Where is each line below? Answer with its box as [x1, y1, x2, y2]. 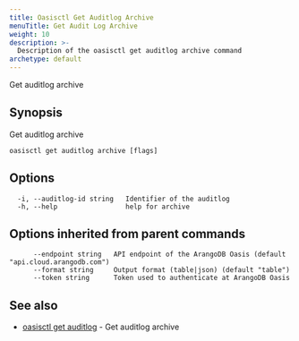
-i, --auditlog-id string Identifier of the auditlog [17, 194, 230, 203]
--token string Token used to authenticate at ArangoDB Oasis [32, 274, 291, 283]
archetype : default [9, 55, 82, 64]
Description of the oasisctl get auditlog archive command [17, 47, 243, 55]
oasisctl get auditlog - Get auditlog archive [21, 321, 180, 332]
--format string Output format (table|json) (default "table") [32, 266, 291, 275]
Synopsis [9, 105, 63, 121]
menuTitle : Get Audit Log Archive [9, 21, 139, 30]
